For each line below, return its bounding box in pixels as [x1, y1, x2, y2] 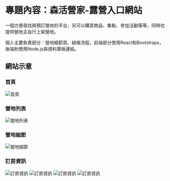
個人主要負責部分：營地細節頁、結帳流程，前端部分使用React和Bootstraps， [5, 39, 164, 46]
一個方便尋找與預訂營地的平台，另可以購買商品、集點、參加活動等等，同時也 [5, 22, 165, 28]
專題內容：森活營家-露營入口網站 [5, 5, 143, 16]
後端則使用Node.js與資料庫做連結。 [5, 46, 79, 52]
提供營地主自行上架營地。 [5, 28, 59, 34]
